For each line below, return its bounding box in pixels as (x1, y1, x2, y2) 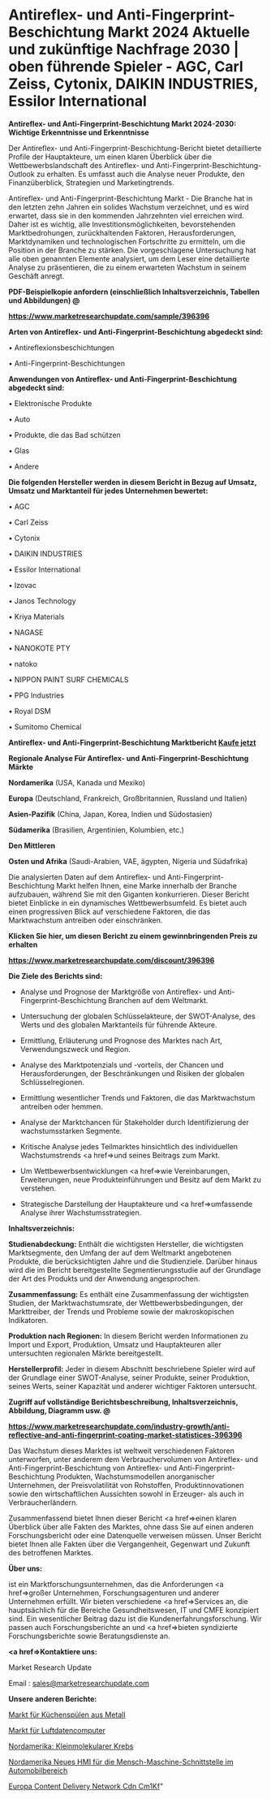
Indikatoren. (8, 1315, 49, 1325)
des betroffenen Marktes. (8, 1547, 93, 1557)
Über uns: (8, 1563, 43, 1573)
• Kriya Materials (8, 612, 65, 621)
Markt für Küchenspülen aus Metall (8, 1710, 126, 1719)
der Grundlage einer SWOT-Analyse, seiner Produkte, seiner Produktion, (8, 1373, 250, 1382)
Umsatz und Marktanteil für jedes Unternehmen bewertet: (8, 486, 209, 495)
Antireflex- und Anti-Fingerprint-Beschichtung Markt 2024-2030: (8, 119, 237, 128)
